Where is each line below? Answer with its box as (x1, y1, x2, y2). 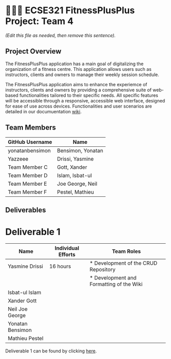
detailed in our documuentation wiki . (5, 108, 82, 114)
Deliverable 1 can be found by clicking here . (5, 348, 97, 354)
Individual (54, 244, 79, 251)
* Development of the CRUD (90, 260, 158, 267)
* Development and (90, 274, 137, 281)
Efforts (58, 251, 76, 258)
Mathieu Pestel (8, 335, 44, 342)
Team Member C (8, 163, 48, 170)
